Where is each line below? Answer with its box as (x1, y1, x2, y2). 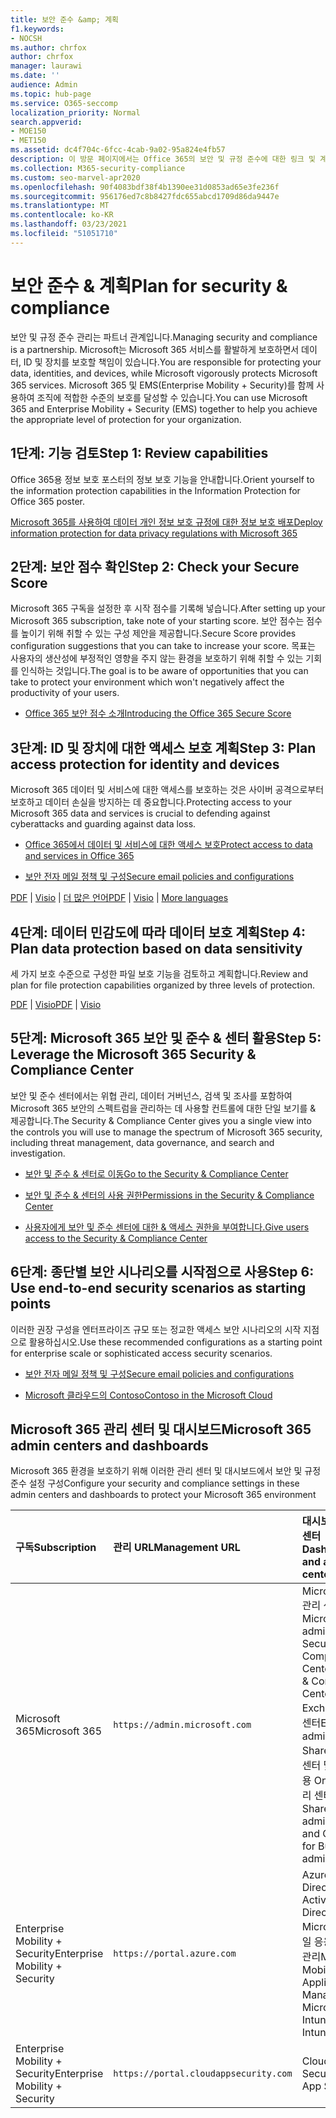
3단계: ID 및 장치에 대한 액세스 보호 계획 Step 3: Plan (10, 739, 317, 756)
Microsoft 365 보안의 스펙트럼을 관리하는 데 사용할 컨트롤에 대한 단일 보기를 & (10, 1102, 317, 1114)
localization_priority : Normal (10, 107, 141, 118)
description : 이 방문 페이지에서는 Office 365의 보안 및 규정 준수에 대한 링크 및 (10, 154, 316, 164)
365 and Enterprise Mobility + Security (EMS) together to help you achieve (10, 402, 318, 415)
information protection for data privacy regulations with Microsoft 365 (10, 527, 298, 539)
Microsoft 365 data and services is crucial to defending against (10, 807, 271, 820)
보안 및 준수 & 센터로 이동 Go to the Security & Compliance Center (24, 1167, 289, 1180)
